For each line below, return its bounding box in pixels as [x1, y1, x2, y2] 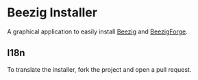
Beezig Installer [7, 5, 98, 21]
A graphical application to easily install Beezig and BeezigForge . [7, 27, 188, 36]
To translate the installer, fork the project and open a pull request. [7, 65, 192, 73]
